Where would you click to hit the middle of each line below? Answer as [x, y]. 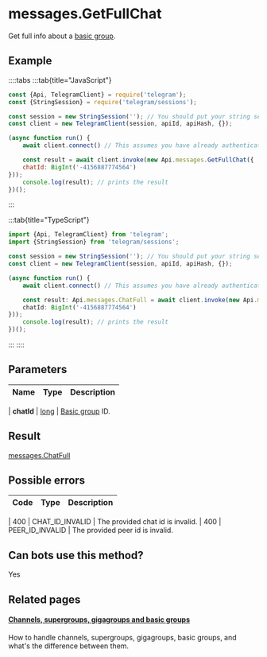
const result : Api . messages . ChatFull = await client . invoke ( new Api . [140, 300]
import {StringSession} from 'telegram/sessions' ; [94, 242]
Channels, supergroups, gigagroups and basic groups [99, 620]
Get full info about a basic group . [62, 36]
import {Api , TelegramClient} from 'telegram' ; [89, 235]
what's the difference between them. [69, 646]
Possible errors [47, 481]
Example [30, 61]
